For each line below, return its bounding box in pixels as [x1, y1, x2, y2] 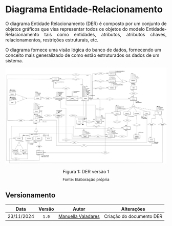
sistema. [5, 57, 23, 63]
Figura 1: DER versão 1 [62, 168, 110, 174]
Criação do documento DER [104, 213, 163, 219]
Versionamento [5, 191, 56, 200]
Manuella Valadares [58, 213, 100, 219]
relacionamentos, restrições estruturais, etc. [5, 37, 99, 43]
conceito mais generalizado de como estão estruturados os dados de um [5, 52, 160, 58]
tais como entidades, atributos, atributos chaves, [44, 31, 167, 37]
